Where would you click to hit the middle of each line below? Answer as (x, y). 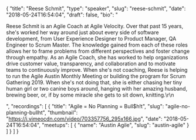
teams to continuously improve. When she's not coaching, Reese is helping (97, 70)
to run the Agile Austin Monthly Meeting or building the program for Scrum (96, 76)
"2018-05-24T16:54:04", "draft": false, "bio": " (62, 15)
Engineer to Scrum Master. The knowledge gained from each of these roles (97, 45)
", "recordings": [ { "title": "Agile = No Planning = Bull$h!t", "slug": (85, 106)
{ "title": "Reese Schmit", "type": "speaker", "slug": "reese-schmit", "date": (96, 9)
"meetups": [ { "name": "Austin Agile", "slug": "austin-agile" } (116, 125)
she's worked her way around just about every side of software (83, 32)
